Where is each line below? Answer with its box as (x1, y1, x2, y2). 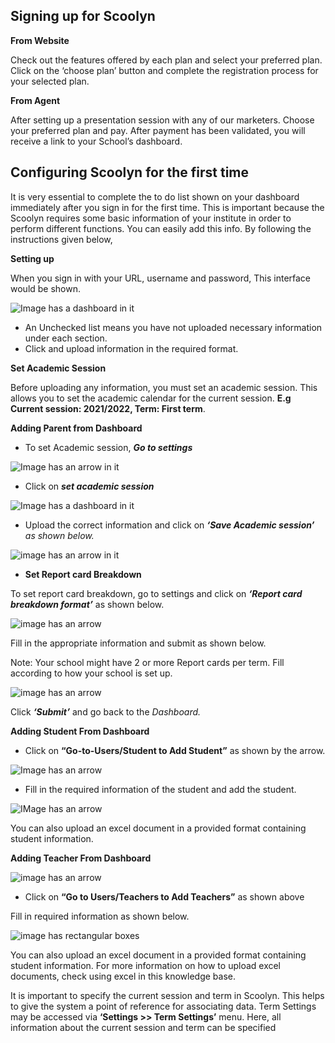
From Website (10, 34, 70, 46)
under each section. (24, 332, 108, 344)
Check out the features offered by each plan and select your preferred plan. (10, 54, 323, 66)
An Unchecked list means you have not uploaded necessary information (24, 321, 323, 333)
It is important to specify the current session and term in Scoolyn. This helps (10, 989, 325, 1001)
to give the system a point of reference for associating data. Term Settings (10, 1000, 317, 1012)
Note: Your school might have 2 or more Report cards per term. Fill (10, 656, 285, 668)
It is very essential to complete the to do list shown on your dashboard (10, 190, 300, 203)
